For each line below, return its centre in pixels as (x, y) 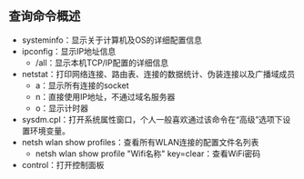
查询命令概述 (45, 16)
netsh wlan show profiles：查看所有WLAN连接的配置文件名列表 (140, 142)
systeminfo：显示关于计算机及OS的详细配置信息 (111, 40)
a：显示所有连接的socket (82, 85)
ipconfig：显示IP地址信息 (69, 51)
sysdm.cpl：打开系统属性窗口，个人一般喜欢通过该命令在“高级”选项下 (152, 119)
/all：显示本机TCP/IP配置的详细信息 (102, 63)
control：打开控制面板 (63, 164)
